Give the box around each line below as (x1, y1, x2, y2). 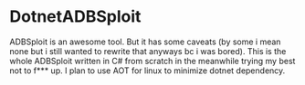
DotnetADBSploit (9, 6, 142, 27)
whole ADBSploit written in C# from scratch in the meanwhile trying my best (9, 55, 296, 66)
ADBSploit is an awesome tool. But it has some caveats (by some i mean (9, 36, 281, 47)
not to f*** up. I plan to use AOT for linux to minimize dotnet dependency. (9, 65, 286, 76)
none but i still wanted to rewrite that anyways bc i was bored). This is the (9, 45, 287, 56)
